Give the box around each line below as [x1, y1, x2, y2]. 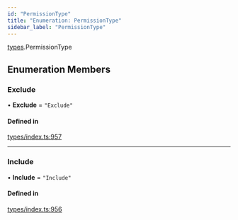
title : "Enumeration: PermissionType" [7, 17, 122, 24]
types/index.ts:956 [7, 204, 62, 213]
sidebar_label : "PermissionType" [7, 23, 106, 30]
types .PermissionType [7, 43, 72, 52]
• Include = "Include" [7, 173, 72, 181]
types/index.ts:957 [7, 132, 62, 141]
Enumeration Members [7, 63, 111, 75]
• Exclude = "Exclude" [7, 100, 73, 110]
